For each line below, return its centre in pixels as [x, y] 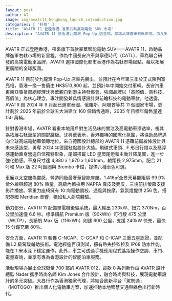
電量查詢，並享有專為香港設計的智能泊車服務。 [55, 257]
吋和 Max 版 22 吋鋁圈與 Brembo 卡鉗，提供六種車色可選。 [67, 167]
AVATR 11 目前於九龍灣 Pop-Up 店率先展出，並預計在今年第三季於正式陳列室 [85, 79]
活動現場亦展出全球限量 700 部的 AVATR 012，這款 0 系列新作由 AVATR [80, 268]
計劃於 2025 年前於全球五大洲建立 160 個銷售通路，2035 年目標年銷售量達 [84, 111]
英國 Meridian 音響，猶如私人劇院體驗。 [51, 197]
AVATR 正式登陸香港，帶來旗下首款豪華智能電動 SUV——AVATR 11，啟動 [82, 49]
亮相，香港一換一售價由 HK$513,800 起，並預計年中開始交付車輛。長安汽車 [84, 85]
